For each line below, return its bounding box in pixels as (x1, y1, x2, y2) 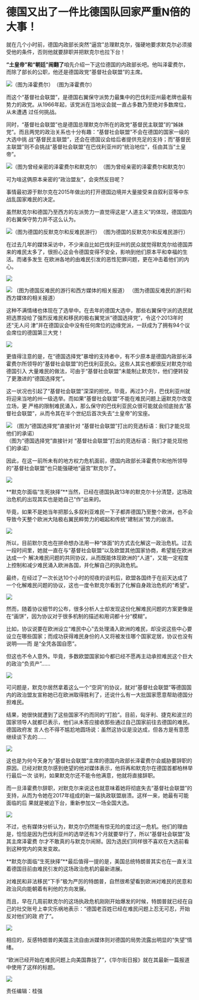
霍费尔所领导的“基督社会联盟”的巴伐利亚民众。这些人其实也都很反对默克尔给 (6, 360, 192, 367)
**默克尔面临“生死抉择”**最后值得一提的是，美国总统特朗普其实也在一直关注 (6, 857, 192, 865)
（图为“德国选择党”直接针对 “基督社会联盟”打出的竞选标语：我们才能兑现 (6, 437, 183, 444)
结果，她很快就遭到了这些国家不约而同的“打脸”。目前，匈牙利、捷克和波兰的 (6, 711, 192, 718)
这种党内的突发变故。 (11, 845, 63, 852)
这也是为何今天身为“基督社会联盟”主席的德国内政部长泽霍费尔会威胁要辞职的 (6, 757, 192, 764)
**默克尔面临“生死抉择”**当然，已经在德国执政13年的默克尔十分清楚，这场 (6, 488, 188, 495)
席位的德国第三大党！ (11, 329, 63, 336)
